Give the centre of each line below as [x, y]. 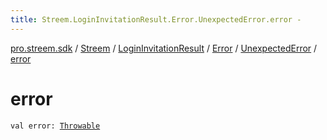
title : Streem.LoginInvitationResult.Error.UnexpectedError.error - [156, 19]
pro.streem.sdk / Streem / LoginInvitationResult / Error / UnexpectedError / [164, 48]
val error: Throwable [55, 126]
